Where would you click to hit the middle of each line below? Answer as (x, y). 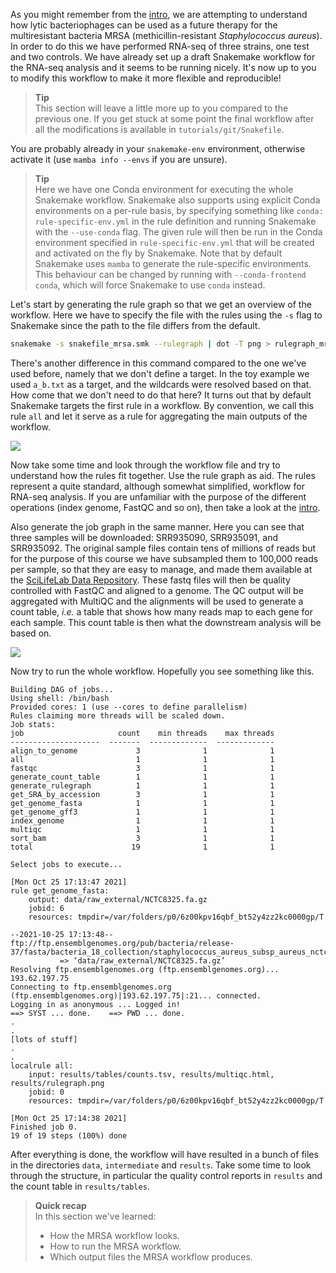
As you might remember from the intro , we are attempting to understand (159, 14)
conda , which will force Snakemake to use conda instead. (150, 285)
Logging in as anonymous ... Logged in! (96, 1004)
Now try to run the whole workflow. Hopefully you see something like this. (162, 671)
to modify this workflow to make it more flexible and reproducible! (146, 78)
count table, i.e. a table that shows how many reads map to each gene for (161, 611)
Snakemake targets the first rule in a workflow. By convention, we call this (162, 405)
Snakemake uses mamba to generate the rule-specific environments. (173, 263)
